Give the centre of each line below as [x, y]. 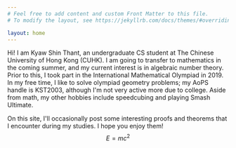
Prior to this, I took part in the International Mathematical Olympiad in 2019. [116, 75]
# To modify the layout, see [50, 20]
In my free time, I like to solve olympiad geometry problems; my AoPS [108, 83]
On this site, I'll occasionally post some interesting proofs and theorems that [117, 119]
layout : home [26, 33]
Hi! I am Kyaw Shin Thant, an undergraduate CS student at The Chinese [111, 53]
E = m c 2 [118, 137]
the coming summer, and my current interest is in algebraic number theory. [116, 68]
